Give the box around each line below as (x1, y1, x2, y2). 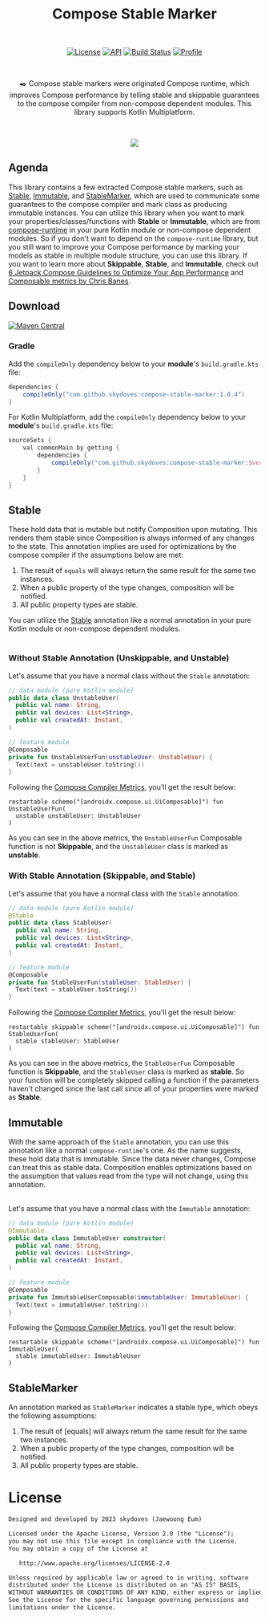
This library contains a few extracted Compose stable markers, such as (8, 182, 243, 192)
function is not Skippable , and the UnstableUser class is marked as (8, 842, 229, 852)
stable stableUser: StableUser (15, 1037, 120, 1046)
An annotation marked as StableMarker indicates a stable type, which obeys (8, 1402, 259, 1413)
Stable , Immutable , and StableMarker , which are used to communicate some (8, 190, 260, 201)
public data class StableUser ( (8, 919, 113, 927)
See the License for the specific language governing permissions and (8, 1596, 249, 1604)
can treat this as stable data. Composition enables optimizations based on (8, 1162, 252, 1172)
